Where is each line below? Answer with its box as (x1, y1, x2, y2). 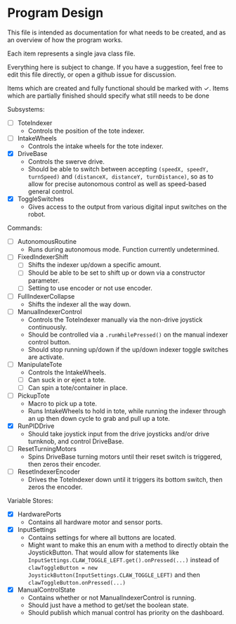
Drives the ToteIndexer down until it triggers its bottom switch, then (27, 476, 223, 484)
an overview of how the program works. (7, 35, 123, 44)
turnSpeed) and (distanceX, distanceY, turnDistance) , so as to (27, 172, 214, 181)
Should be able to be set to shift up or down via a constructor (27, 268, 206, 277)
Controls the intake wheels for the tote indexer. (27, 142, 164, 150)
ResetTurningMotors (17, 444, 77, 453)
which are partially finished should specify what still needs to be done (7, 91, 209, 100)
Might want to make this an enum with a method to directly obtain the (27, 541, 229, 550)
